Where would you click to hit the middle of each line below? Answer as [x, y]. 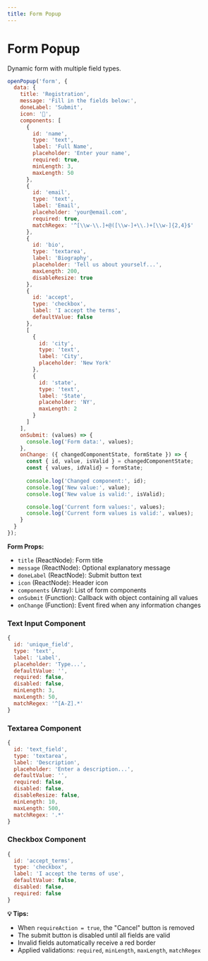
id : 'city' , [56, 343]
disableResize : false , [47, 795]
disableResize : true [63, 278]
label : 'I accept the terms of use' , [69, 874]
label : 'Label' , [37, 657]
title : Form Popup [34, 14]
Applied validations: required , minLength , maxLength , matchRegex [109, 950]
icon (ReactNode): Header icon [63, 582]
